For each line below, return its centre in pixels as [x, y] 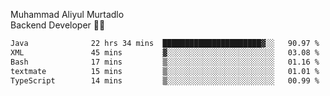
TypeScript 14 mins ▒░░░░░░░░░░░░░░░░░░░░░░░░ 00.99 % [165, 80]
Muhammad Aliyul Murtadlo [67, 14]
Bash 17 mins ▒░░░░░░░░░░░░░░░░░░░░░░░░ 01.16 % [165, 62]
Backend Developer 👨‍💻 [58, 25]
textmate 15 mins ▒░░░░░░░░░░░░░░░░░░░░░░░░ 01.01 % [165, 71]
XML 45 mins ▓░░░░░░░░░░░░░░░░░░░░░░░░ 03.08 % [165, 52]
